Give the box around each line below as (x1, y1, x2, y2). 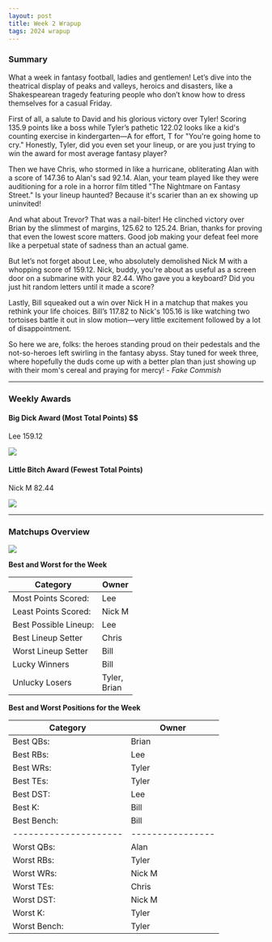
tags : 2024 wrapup (8, 27, 70, 35)
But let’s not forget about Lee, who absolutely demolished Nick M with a (8, 256, 249, 266)
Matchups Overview (8, 525, 91, 537)
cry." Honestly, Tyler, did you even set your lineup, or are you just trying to (8, 140, 256, 149)
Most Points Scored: (12, 593, 90, 604)
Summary (8, 54, 49, 65)
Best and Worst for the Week (8, 560, 108, 569)
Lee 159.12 (8, 431, 43, 441)
